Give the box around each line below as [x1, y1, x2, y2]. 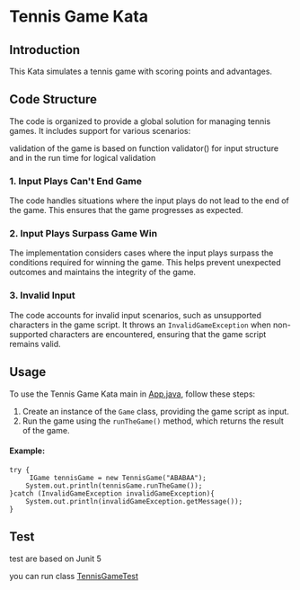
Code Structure [9, 92, 97, 107]
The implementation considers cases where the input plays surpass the [9, 247, 274, 258]
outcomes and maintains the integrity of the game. [9, 267, 196, 278]
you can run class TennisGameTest [9, 570, 139, 581]
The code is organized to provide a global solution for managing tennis [9, 115, 271, 127]
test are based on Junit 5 [9, 553, 101, 564]
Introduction [9, 42, 81, 58]
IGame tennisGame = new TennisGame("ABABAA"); [29, 473, 207, 482]
